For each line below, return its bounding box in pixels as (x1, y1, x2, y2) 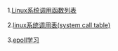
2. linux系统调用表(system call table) (7, 21, 111, 29)
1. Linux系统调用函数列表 (7, 6, 77, 14)
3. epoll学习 (7, 36, 40, 44)
